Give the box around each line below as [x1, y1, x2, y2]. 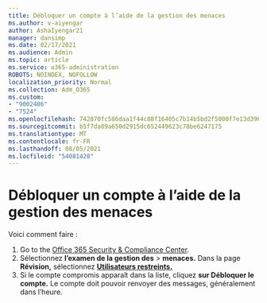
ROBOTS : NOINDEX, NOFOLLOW [8, 71, 98, 79]
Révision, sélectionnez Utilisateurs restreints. [19, 262, 173, 271]
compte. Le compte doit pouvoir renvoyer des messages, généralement [19, 279, 256, 289]
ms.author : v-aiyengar [8, 19, 83, 27]
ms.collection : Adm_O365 [8, 85, 91, 94]
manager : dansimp [8, 33, 66, 42]
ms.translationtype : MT [8, 130, 87, 138]
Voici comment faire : [8, 230, 78, 239]
